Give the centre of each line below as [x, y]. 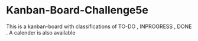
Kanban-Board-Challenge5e [77, 10]
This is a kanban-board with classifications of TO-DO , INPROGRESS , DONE [99, 26]
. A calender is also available [41, 32]
